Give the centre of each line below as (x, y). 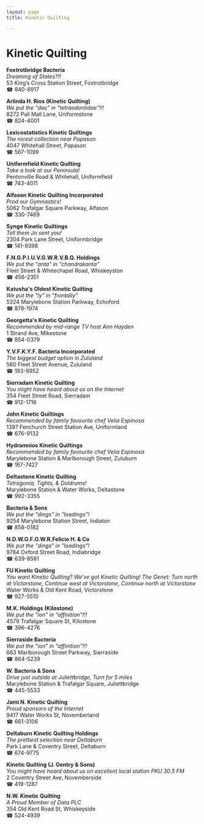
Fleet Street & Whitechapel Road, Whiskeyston (65, 271)
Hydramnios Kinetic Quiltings (45, 446)
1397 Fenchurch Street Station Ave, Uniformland (67, 427)
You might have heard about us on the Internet (65, 389)
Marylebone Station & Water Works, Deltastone (66, 490)
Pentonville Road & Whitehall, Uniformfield (60, 177)
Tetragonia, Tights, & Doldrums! (46, 483)
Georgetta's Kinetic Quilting (43, 320)
